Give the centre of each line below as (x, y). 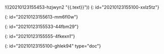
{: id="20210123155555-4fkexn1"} (40, 36)
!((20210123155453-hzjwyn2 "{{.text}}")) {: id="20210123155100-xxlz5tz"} (82, 7)
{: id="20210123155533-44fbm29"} (42, 26)
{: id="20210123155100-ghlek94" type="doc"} (53, 46)
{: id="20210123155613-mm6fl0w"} (42, 17)
